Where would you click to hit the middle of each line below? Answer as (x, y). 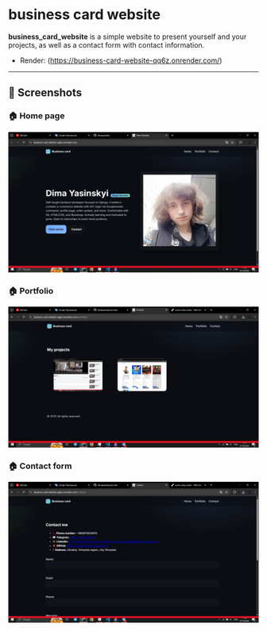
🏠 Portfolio (31, 291)
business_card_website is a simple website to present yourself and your (128, 37)
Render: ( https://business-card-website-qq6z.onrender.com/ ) (121, 60)
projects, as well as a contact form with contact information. (106, 44)
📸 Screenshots (45, 93)
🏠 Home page (37, 116)
